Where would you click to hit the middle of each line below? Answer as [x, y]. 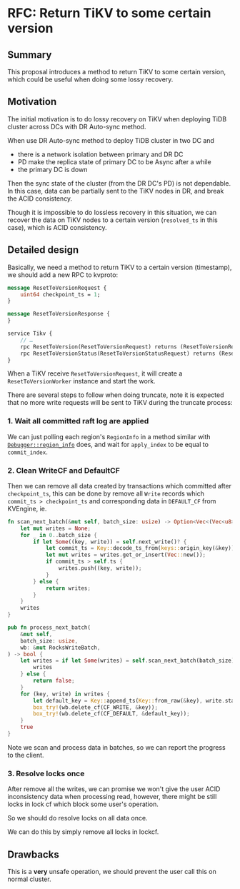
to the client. [26, 755]
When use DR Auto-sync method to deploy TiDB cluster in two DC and [111, 140]
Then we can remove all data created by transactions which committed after [120, 486]
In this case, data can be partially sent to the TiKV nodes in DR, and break [116, 191]
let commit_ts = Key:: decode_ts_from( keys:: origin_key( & [132, 548]
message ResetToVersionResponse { [59, 314]
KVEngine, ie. [27, 508]
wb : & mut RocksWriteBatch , [60, 648]
